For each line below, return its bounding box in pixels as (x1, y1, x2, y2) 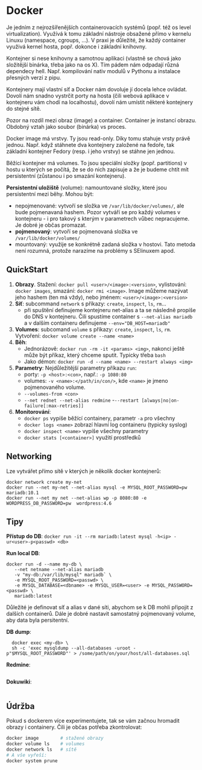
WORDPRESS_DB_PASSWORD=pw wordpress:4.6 (6, 500, 112, 506)
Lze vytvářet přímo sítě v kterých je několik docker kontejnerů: (6, 467, 162, 475)
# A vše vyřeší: (6, 752, 47, 758)
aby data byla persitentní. (6, 616, 69, 624)
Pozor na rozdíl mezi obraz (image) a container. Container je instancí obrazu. (6, 116, 197, 124)
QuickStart (6, 264, 48, 275)
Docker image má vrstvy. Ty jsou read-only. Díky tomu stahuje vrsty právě (6, 134, 191, 142)
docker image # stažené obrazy (6, 736, 104, 742)
